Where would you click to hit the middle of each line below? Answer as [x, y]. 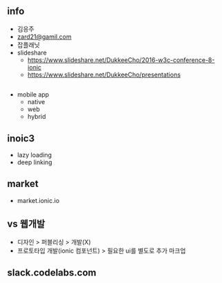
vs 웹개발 [26, 224]
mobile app [33, 95]
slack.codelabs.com [52, 273]
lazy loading [34, 155]
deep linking [35, 162]
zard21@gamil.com [44, 37]
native [36, 102]
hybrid [37, 117]
